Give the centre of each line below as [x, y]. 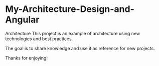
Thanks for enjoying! [26, 58]
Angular [22, 20]
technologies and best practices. [39, 39]
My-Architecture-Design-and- [70, 9]
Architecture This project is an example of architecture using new [73, 33]
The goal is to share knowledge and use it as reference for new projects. [80, 48]
